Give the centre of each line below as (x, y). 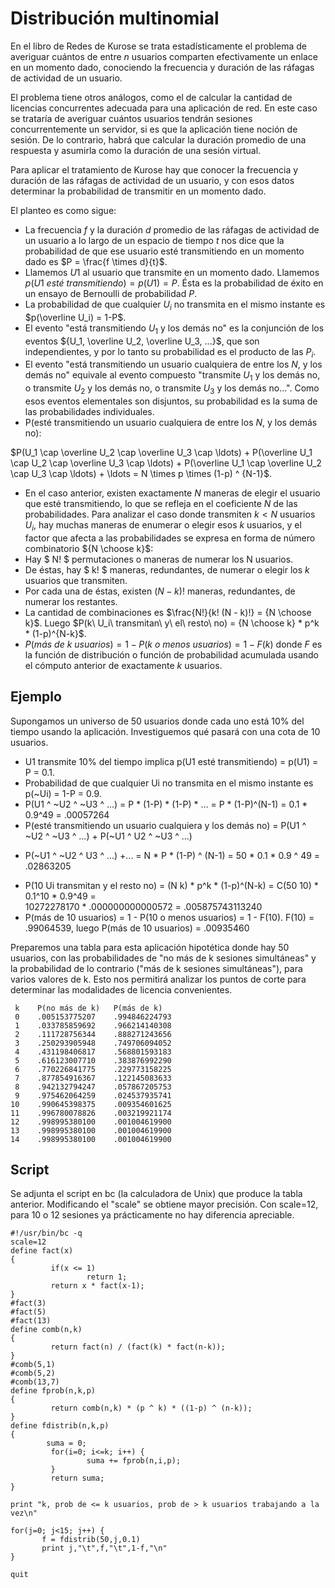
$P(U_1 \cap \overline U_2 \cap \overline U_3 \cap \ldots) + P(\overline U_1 (161, 452)
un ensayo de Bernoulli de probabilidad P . (111, 293)
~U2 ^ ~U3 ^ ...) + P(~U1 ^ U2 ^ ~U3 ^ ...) (108, 836)
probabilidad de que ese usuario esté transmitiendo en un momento (164, 251)
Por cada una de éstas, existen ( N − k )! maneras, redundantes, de (160, 591)
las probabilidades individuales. (89, 411)
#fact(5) (28, 1312)
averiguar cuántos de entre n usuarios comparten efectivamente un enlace (164, 56)
